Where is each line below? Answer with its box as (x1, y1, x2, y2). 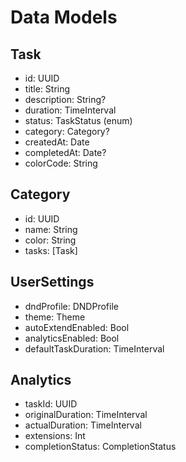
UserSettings (10, 274, 95, 291)
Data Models (10, 6, 118, 29)
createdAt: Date (24, 136, 90, 148)
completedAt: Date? (24, 147, 107, 158)
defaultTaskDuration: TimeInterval (24, 342, 165, 355)
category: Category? (24, 126, 110, 137)
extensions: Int (24, 430, 86, 442)
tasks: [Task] (24, 244, 78, 256)
